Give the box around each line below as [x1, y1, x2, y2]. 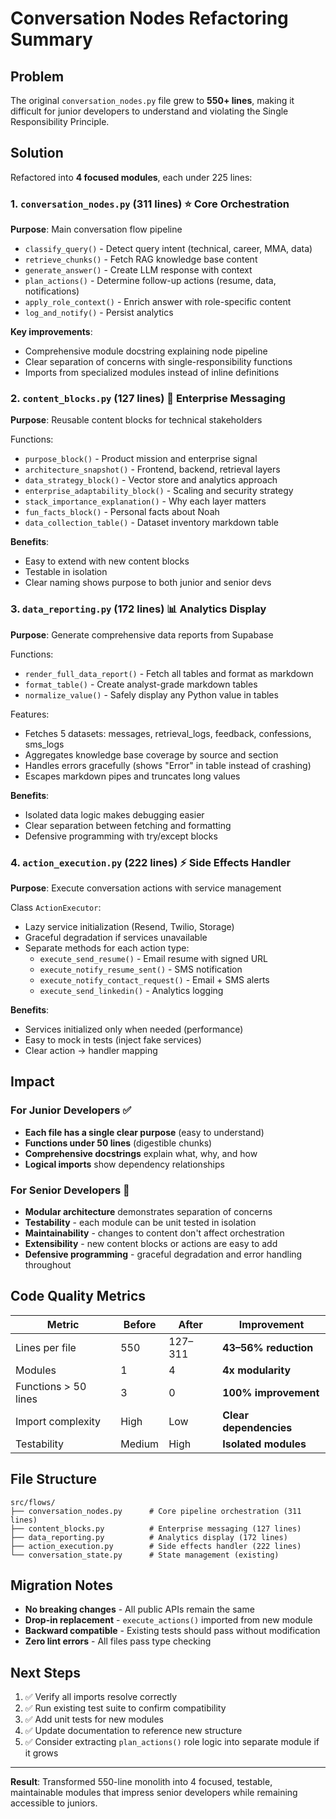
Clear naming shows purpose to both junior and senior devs [24, 577, 272, 589]
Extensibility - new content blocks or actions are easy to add [24, 1237, 278, 1249]
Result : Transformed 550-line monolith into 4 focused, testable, [10, 1776, 273, 1788]
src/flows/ [10, 1497, 56, 1507]
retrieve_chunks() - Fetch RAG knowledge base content [24, 253, 258, 266]
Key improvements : [10, 326, 93, 338]
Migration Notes [10, 1577, 113, 1594]
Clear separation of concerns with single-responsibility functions [24, 356, 293, 368]
